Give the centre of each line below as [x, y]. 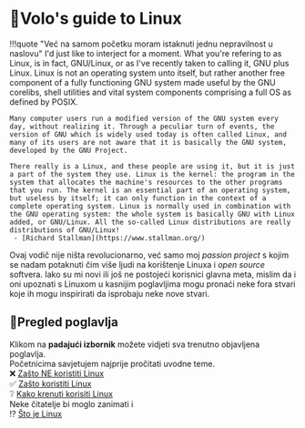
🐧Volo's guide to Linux [96, 19]
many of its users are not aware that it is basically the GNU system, [148, 142]
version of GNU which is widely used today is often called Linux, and [148, 134]
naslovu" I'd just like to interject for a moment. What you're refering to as [146, 53]
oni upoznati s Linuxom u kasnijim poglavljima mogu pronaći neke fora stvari [152, 284]
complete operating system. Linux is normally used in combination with [150, 206]
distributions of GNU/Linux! [65, 230]
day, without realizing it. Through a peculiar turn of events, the [142, 127]
